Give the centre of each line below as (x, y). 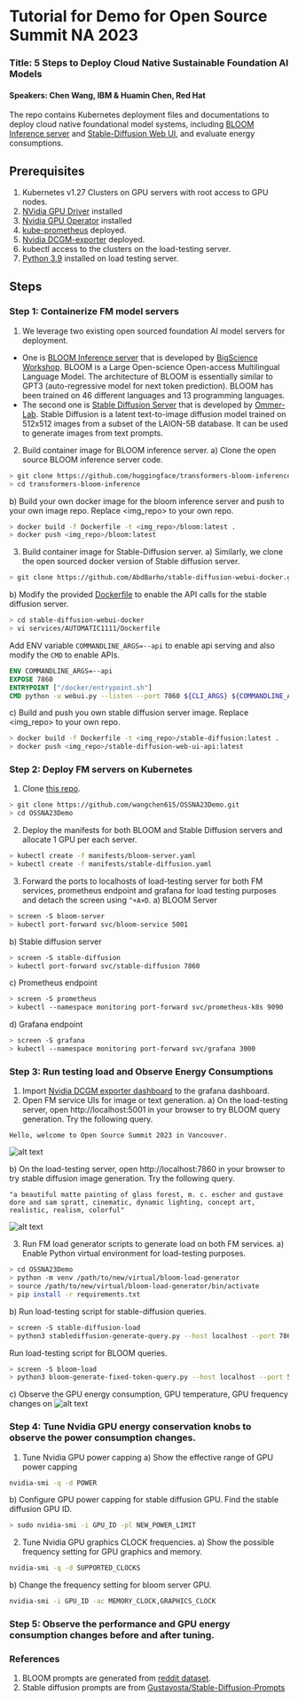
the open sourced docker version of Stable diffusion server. (131, 562)
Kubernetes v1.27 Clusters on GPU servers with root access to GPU (145, 193)
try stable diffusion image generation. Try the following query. (122, 1178)
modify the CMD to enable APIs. (64, 655)
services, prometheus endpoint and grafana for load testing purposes (149, 890)
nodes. (35, 202)
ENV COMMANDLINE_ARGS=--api (61, 671)
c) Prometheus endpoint (53, 983)
